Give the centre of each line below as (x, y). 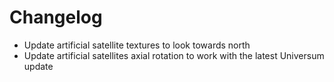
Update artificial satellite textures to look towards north (137, 45)
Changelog (56, 17)
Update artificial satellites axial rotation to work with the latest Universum (174, 55)
